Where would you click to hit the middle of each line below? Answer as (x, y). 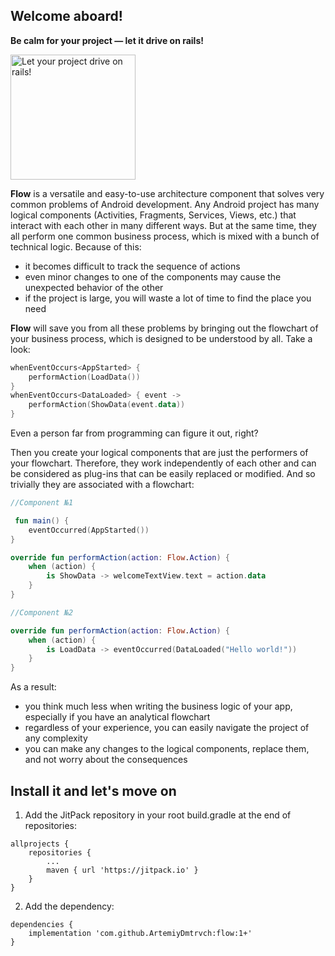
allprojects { (40, 844)
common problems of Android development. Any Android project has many (165, 204)
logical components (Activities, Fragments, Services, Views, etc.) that (153, 215)
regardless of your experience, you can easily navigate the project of (167, 728)
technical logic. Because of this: (76, 246)
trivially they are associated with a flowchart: (102, 485)
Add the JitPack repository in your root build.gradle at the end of (158, 815)
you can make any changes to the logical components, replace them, (167, 749)
